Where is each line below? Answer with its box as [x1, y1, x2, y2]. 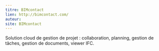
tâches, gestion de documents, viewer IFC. [5, 40, 94, 46]
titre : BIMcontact [5, 7, 44, 12]
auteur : [5, 16, 22, 21]
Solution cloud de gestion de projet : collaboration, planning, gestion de [5, 35, 154, 41]
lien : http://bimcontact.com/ [5, 12, 69, 17]
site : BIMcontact [5, 21, 42, 26]
